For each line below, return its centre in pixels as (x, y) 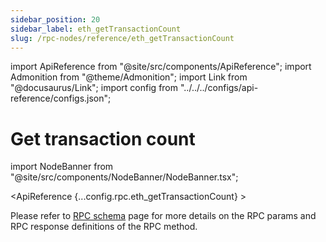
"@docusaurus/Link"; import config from (94, 88)
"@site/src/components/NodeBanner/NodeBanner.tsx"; (124, 177)
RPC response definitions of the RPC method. (104, 227)
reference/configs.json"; (61, 98)
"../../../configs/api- (219, 88)
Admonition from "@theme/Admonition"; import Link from (129, 77)
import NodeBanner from (62, 167)
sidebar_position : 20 (55, 19)
